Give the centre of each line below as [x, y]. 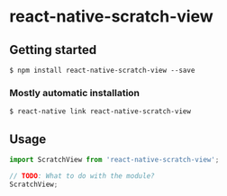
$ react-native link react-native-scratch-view [100, 111]
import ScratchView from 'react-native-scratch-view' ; [114, 160]
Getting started [53, 50]
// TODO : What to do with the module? [82, 176]
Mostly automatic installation [75, 93]
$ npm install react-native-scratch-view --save [102, 70]
